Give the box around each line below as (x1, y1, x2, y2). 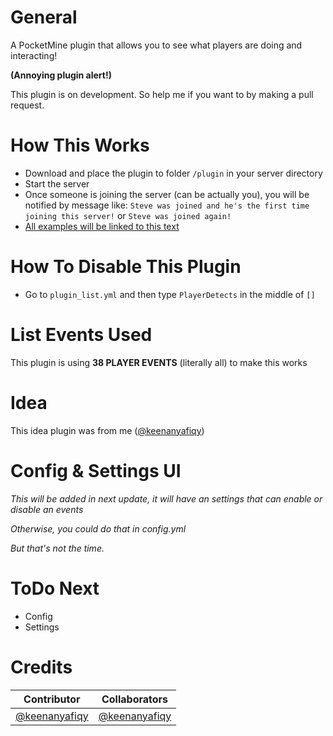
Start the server (24, 177, 90, 190)
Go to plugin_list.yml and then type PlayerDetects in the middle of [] (24, 288, 316, 300)
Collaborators (101, 692, 169, 706)
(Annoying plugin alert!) (10, 69, 112, 81)
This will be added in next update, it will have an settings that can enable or (10, 492, 323, 505)
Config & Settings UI (10, 459, 182, 482)
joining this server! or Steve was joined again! (24, 209, 232, 221)
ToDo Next (10, 577, 100, 600)
